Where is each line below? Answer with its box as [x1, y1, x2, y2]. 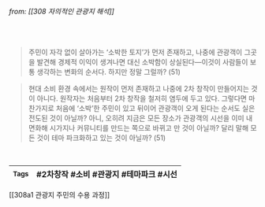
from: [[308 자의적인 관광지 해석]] [9, 6, 115, 16]
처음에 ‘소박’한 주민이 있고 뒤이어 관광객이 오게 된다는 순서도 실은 [55, 104, 256, 113]
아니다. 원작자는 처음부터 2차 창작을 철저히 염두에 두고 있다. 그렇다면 [36, 94, 248, 103]
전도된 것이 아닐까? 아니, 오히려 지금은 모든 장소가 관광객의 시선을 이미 [28, 113, 244, 123]
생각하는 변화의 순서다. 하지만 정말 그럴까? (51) [36, 67, 181, 77]
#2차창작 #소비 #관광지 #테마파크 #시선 [35, 169, 178, 180]
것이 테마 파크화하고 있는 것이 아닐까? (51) [36, 133, 166, 142]
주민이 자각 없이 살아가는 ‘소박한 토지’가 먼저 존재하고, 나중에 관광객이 [28, 47, 243, 57]
